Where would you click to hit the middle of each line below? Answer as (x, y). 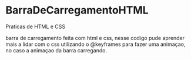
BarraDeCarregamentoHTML (77, 10)
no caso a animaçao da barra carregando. (56, 50)
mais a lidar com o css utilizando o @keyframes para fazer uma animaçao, (95, 44)
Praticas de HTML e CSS (36, 26)
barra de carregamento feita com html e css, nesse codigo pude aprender (95, 38)
